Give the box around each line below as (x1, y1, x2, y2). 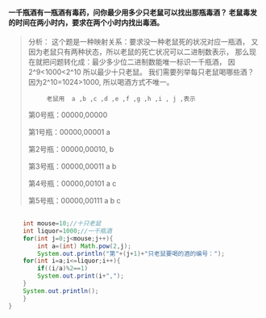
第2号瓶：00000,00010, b (27, 144, 114, 154)
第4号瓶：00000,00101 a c (27, 178, 117, 189)
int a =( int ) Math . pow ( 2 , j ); (37, 242, 131, 250)
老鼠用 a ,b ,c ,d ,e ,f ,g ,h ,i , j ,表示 (46, 95, 196, 103)
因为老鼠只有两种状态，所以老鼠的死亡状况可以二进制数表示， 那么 (27, 47, 250, 56)
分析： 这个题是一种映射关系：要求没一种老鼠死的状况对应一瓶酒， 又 (27, 37, 259, 47)
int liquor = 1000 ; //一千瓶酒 (23, 227, 113, 235)
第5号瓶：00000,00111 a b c (27, 196, 121, 206)
